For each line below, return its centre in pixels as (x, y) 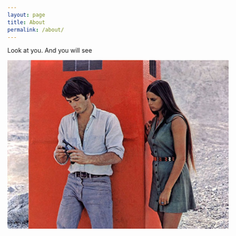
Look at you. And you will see (50, 51)
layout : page (26, 15)
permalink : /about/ (36, 29)
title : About (26, 22)
